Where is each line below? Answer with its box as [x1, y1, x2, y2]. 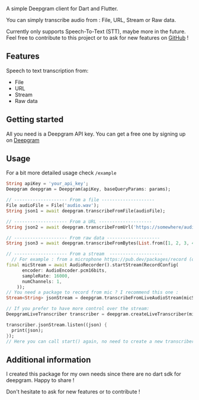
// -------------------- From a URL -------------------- [6, 218, 152, 224]
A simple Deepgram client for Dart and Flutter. [6, 5, 118, 12]
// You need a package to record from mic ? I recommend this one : [6, 289, 179, 295]
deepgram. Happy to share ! [6, 377, 75, 384]
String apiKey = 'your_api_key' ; [6, 180, 89, 187]
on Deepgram [6, 136, 40, 144]
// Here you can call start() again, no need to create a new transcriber [6, 338, 195, 344]
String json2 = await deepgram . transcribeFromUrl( [6, 224, 134, 230]
